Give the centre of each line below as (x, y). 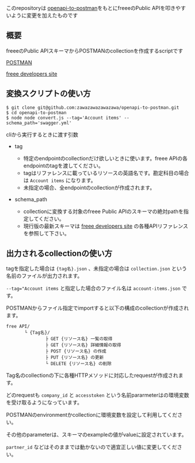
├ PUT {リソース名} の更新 (75, 358)
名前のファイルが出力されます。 (45, 276)
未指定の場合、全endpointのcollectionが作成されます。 (89, 187)
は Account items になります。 (60, 180)
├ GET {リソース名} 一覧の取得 (79, 339)
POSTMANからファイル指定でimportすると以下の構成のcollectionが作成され (97, 308)
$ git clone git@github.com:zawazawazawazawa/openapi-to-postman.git (93, 107)
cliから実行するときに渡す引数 (42, 134)
